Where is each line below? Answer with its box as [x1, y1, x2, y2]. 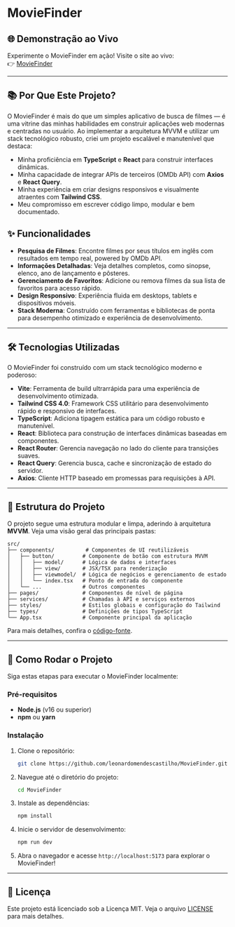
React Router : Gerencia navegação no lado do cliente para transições [17, 444, 219, 453]
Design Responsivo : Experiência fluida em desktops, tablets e [17, 291, 197, 300]
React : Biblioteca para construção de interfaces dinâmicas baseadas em [17, 429, 227, 438]
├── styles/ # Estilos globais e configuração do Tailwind [7, 602, 220, 609]
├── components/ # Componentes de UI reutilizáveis [7, 547, 190, 554]
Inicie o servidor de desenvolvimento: [17, 825, 126, 834]
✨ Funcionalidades [7, 228, 91, 240]
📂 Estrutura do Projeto [7, 500, 105, 513]
